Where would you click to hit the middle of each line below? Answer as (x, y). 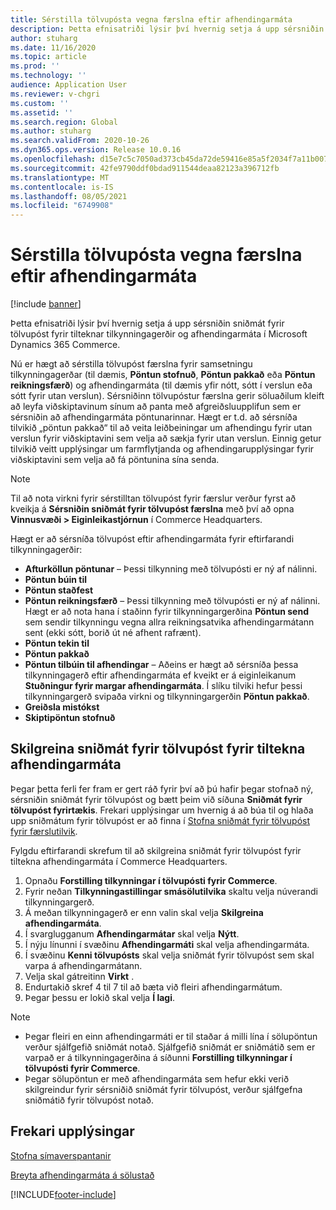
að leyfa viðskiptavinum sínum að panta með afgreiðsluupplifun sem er (156, 407)
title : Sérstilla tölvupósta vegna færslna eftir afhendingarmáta (151, 19)
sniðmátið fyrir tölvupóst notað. (89, 1100)
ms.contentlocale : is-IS (62, 187)
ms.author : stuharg (51, 131)
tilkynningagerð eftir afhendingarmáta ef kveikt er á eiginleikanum (160, 675)
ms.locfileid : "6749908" (62, 206)
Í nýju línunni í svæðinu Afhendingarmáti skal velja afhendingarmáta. (167, 944)
